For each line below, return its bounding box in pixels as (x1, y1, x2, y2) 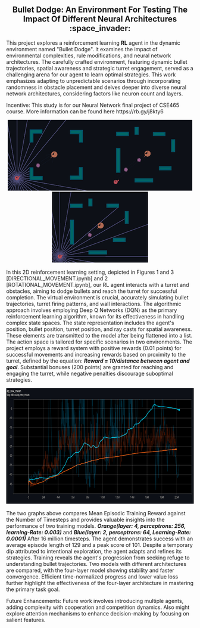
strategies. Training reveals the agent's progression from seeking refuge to (6, 554, 190, 561)
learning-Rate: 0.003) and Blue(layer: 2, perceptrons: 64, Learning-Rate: (6, 528, 192, 536)
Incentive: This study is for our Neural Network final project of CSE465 (6, 101, 180, 109)
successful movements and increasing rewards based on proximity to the (6, 351, 186, 358)
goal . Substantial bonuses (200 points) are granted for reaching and (6, 363, 174, 370)
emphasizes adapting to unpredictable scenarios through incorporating (6, 77, 181, 84)
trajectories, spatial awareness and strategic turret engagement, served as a (6, 64, 193, 72)
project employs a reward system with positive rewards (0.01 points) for (6, 344, 182, 351)
